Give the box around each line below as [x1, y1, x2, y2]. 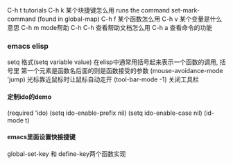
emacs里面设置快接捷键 [7, 133, 76, 141]
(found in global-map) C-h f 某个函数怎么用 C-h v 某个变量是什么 [37, 15, 223, 23]
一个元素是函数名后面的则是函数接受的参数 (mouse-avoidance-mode [26, 67, 223, 75]
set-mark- [171, 6, 200, 14]
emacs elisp [7, 41, 49, 51]
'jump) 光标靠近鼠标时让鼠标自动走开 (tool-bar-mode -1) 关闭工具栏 [7, 75, 200, 84]
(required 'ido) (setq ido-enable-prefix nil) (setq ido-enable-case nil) [7, 109, 202, 117]
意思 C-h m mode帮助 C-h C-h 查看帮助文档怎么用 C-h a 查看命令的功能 [7, 24, 213, 31]
